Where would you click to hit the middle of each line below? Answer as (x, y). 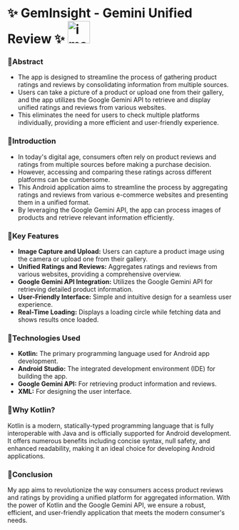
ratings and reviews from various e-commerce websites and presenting (123, 195)
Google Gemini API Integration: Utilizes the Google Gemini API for (115, 282)
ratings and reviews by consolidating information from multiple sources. (123, 85)
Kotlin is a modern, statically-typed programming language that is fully (111, 425)
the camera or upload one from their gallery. (83, 259)
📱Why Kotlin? (31, 410)
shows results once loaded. (58, 320)
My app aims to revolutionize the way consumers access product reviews (115, 489)
